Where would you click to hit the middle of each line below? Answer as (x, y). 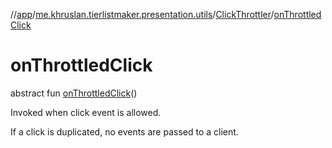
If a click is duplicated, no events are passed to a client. (124, 131)
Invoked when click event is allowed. (86, 112)
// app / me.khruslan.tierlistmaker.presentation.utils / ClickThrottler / (142, 14)
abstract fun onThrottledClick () (74, 93)
